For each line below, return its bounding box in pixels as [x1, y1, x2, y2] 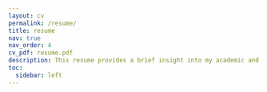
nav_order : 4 [8, 42, 52, 50]
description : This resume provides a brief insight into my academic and [8, 57, 260, 65]
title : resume [8, 26, 56, 34]
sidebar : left [15, 71, 62, 79]
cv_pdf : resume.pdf [8, 49, 74, 57]
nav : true [8, 34, 42, 42]
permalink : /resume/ [8, 19, 78, 27]
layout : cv [8, 11, 45, 20]
